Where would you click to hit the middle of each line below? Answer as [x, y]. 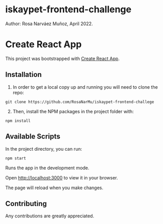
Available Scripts [33, 137]
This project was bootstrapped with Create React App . [63, 58]
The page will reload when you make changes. [54, 188]
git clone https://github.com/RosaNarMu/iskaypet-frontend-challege [80, 102]
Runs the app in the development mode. [47, 168]
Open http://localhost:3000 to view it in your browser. [62, 177]
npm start [16, 158]
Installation [24, 75]
